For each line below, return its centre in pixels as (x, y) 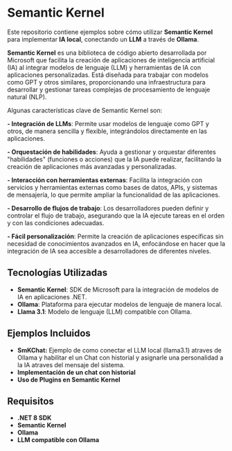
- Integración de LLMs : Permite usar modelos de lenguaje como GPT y (108, 123)
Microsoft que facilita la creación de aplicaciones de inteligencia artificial (111, 60)
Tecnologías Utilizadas (57, 273)
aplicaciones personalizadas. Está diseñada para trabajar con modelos (108, 75)
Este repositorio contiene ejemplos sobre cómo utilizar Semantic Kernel (110, 32)
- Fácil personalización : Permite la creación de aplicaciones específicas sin (115, 236)
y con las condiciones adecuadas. (56, 222)
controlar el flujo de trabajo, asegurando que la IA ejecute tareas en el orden (116, 215)
